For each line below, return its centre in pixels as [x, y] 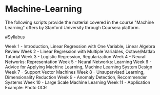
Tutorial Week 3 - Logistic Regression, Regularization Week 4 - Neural [75, 56]
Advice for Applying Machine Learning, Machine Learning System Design [79, 67]
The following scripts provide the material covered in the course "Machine [80, 22]
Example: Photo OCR [26, 87]
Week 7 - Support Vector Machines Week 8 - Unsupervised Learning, [75, 72]
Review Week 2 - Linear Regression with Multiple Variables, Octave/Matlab [80, 51]
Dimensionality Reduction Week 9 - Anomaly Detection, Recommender [76, 77]
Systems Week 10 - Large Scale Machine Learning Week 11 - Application [78, 82]
